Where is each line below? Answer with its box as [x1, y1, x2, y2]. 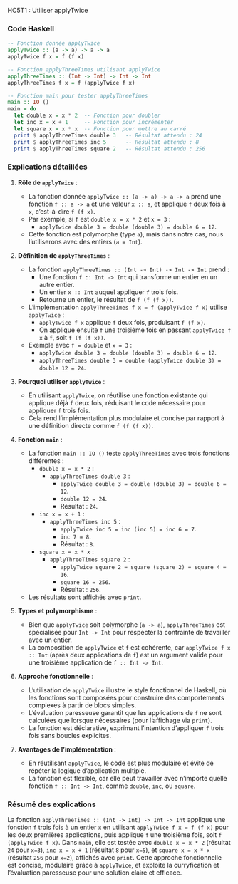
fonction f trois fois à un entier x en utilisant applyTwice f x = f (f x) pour [7, 823, 229, 832]
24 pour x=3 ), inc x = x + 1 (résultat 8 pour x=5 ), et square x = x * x [7, 846, 210, 854]
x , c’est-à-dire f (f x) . [28, 207, 96, 216]
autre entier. [38, 280, 75, 288]
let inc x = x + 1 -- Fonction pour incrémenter [14, 119, 174, 126]
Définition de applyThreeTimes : [17, 251, 110, 259]
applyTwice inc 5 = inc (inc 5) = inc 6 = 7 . [60, 524, 197, 533]
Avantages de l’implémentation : [17, 744, 116, 754]
